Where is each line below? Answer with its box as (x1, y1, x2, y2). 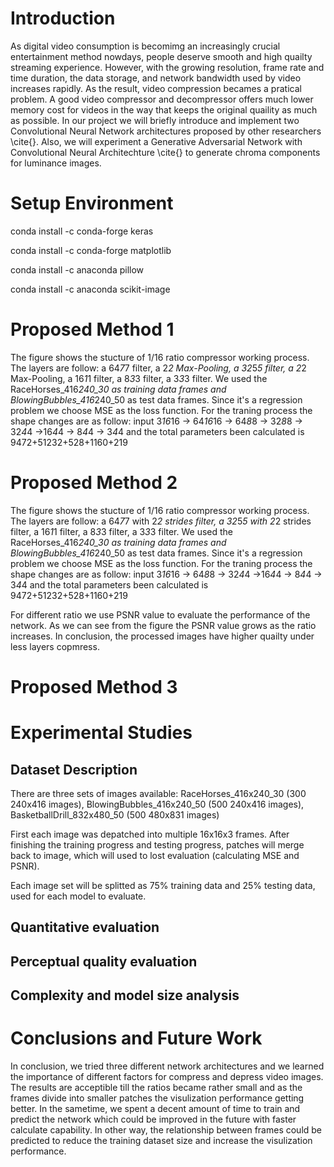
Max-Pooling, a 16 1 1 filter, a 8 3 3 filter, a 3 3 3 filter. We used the (10, 372, 268, 384)
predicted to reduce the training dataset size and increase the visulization (10, 1135, 313, 1147)
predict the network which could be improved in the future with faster (10, 1113, 297, 1126)
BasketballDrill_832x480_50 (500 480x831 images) (10, 808, 220, 821)
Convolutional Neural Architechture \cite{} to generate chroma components (10, 146, 321, 158)
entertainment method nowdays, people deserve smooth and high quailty (10, 50, 313, 62)
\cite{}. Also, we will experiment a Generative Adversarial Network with (10, 135, 303, 147)
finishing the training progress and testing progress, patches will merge (10, 838, 305, 851)
